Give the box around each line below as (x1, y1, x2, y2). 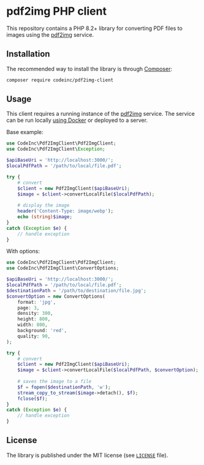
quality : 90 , (17, 333, 51, 339)
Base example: (6, 129, 44, 136)
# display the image (17, 202, 70, 209)
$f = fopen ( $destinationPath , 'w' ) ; (17, 384, 111, 390)
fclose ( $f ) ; (17, 395, 48, 402)
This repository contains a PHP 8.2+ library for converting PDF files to (6, 25, 183, 32)
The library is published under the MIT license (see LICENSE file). (6, 452, 168, 459)
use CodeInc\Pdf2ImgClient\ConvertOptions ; (6, 265, 119, 271)
